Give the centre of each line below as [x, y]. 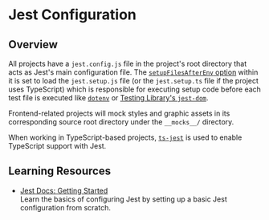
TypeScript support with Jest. [57, 146]
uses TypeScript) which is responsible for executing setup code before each [134, 89]
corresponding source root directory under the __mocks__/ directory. [121, 122]
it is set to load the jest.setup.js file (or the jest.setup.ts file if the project [134, 81]
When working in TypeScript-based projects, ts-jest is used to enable [125, 137]
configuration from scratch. [65, 207]
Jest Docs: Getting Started [64, 190]
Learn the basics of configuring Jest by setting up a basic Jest [123, 199]
